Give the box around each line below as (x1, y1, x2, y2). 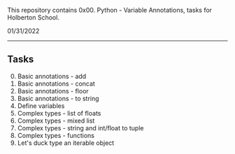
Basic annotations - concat (17, 79, 96, 88)
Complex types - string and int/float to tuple (17, 123, 144, 132)
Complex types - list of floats (17, 109, 101, 117)
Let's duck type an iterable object (17, 139, 115, 147)
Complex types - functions (17, 131, 94, 139)
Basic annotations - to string (17, 94, 99, 102)
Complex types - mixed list (17, 116, 95, 125)
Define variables (17, 101, 65, 110)
